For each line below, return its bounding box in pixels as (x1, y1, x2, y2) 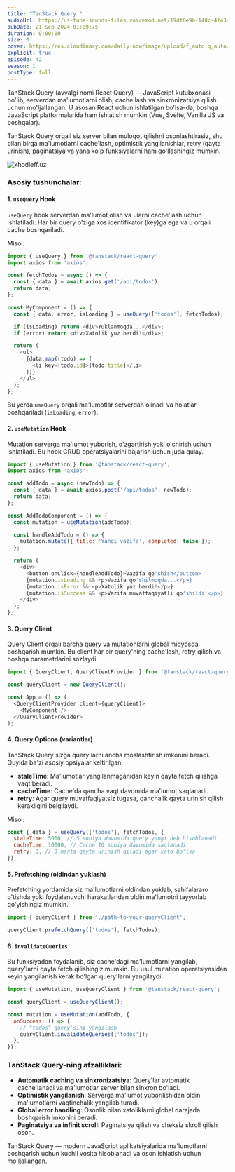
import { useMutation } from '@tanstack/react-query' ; (7, 461, 171, 468)
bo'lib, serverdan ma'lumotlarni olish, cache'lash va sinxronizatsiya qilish (7, 95, 217, 104)
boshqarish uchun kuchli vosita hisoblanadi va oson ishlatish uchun (7, 1150, 201, 1158)
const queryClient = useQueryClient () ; (7, 999, 124, 1006)
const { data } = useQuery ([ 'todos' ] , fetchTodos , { (7, 828, 164, 835)
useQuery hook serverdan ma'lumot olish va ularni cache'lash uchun (7, 210, 202, 219)
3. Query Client (7, 624, 52, 633)
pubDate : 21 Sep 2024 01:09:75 (7, 23, 99, 30)
